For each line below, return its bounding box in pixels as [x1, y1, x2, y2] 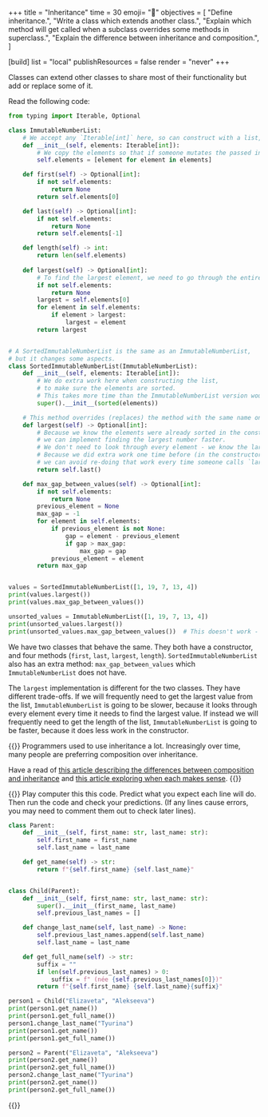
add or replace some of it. [8, 81, 93, 90]
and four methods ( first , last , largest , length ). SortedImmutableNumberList [8, 650, 258, 660]
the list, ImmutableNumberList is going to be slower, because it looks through [8, 700, 258, 709]
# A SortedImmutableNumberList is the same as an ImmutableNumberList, [8, 347, 251, 355]
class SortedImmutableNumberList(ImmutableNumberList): [8, 362, 198, 370]
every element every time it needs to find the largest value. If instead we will [8, 708, 259, 718]
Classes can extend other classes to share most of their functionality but [8, 73, 247, 82]
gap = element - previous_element [65, 532, 180, 540]
